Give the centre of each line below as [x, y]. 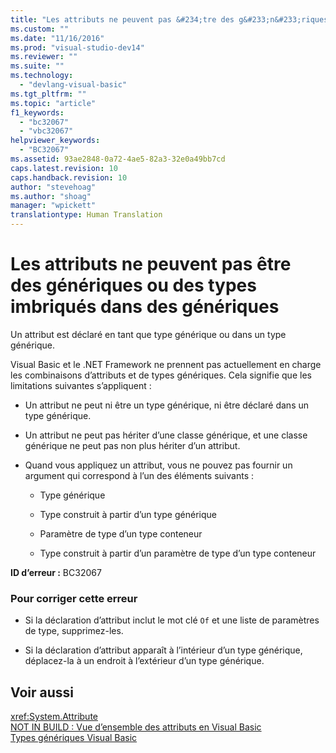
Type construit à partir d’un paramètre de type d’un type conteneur [178, 553]
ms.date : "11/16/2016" [57, 38]
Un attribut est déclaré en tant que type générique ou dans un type [148, 334]
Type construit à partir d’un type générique [128, 514]
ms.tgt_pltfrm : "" [48, 94]
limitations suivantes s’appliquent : [81, 385]
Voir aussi [42, 692]
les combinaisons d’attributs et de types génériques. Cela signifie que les [161, 375]
